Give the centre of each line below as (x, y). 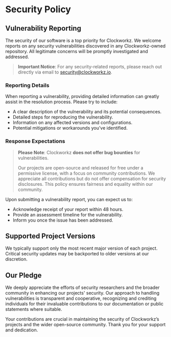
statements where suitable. (34, 309)
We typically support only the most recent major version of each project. (81, 248)
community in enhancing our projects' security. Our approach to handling (82, 293)
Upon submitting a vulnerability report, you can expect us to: (69, 199)
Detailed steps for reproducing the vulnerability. (63, 117)
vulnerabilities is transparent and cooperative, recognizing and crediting (81, 298)
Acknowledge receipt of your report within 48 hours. (68, 209)
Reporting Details (27, 85)
